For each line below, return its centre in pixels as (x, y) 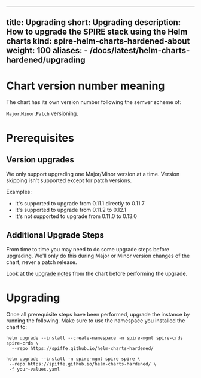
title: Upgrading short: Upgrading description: (94, 22)
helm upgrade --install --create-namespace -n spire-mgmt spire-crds (95, 338)
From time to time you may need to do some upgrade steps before (88, 250)
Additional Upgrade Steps (55, 235)
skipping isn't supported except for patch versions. (69, 180)
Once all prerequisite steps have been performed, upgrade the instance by (98, 315)
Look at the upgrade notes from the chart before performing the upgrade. (97, 274)
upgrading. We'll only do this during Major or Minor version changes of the (98, 256)
